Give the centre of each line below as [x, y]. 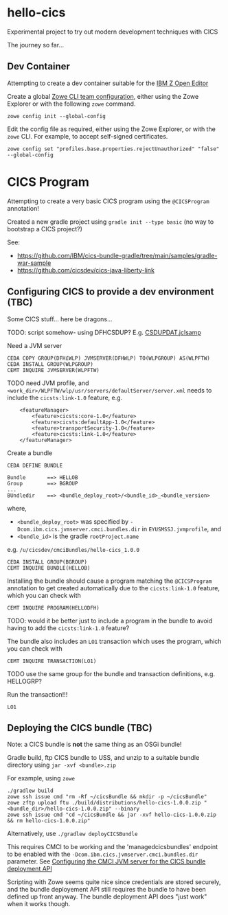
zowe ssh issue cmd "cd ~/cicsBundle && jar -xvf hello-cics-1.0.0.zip [112, 815]
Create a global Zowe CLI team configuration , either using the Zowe [103, 96]
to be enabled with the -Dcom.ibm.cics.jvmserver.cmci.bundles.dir [103, 854]
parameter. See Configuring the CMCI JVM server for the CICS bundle [106, 861]
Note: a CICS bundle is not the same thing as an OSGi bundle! [94, 744]
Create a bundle [30, 453]
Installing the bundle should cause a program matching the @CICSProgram [110, 581]
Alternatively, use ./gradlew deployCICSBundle [72, 834]
